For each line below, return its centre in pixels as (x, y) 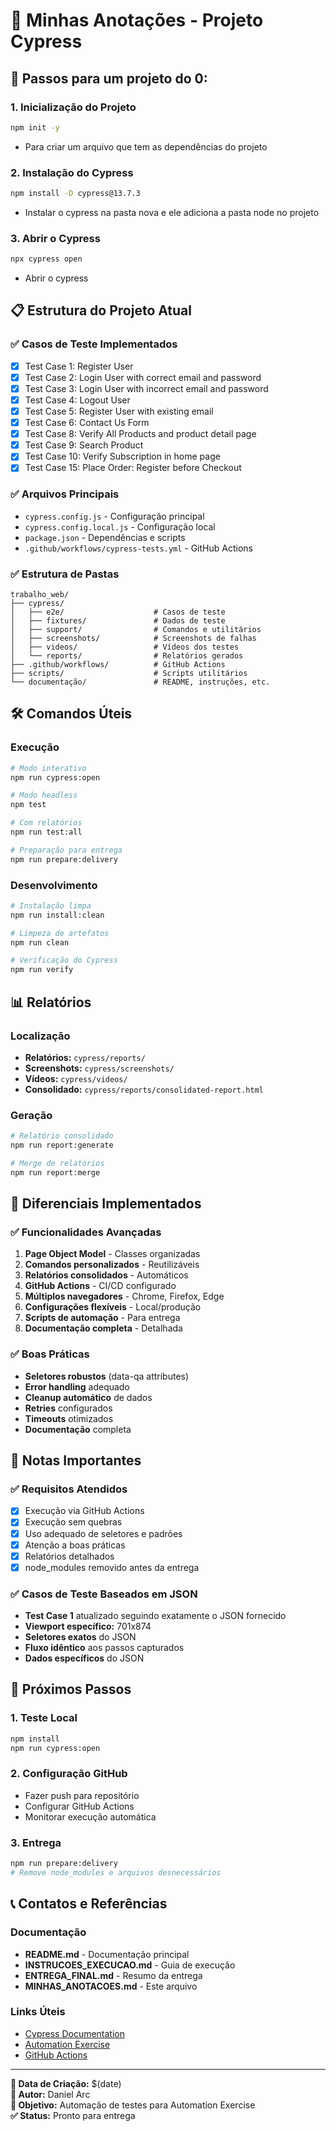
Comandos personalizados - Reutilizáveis (112, 1265)
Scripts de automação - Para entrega (102, 1318)
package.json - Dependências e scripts (105, 537)
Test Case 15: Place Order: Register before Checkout (133, 468)
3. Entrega (36, 1842)
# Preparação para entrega (66, 850)
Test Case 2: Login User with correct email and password (143, 377)
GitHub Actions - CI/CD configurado (100, 1286)
